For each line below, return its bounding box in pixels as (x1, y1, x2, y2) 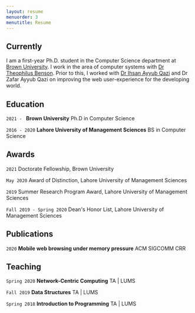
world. (6, 82, 22, 89)
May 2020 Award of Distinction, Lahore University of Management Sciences (6, 176, 187, 183)
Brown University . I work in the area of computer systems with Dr (6, 63, 164, 71)
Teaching (6, 262, 41, 272)
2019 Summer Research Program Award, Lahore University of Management (6, 188, 187, 195)
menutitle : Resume (6, 19, 51, 25)
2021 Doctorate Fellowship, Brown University (6, 165, 114, 172)
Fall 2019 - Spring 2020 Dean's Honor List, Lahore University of (6, 206, 164, 213)
